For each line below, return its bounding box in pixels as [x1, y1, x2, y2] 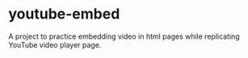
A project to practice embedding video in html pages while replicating [8, 31, 240, 41]
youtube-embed [8, 5, 120, 23]
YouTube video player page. [8, 39, 102, 49]
